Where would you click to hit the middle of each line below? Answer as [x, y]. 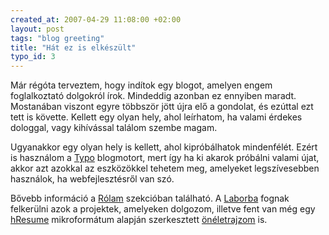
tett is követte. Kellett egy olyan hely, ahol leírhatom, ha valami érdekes [156, 117]
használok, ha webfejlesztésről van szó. [92, 179]
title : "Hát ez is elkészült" [73, 47]
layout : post [37, 29]
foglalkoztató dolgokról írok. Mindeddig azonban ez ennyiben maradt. [153, 96]
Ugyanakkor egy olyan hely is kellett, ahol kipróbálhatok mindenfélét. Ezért [164, 147]
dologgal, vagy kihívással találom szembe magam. [114, 128]
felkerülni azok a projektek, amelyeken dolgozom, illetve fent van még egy [163, 209]
